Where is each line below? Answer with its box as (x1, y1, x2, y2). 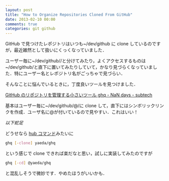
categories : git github (5, 26, 56, 31)
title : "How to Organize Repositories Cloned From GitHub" (5, 12, 133, 17)
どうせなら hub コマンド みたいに (5, 130, 74, 137)
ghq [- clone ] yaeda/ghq (5, 141, 56, 146)
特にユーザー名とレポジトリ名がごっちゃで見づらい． (14, 70, 125, 76)
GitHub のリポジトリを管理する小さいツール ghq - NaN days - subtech (5, 92, 153, 98)
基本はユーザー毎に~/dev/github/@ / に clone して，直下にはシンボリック (5, 103, 156, 109)
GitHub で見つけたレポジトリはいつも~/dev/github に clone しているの (5, 41, 152, 47)
